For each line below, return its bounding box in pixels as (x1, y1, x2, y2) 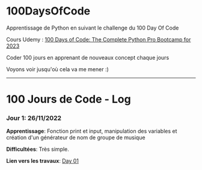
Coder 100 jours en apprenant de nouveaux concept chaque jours (6, 54, 170, 61)
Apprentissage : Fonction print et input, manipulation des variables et (6, 128, 177, 135)
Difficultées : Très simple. (6, 146, 69, 153)
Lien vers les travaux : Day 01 (6, 157, 79, 165)
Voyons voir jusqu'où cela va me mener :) (6, 65, 109, 73)
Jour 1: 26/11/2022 (6, 114, 62, 122)
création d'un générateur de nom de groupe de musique (6, 134, 145, 141)
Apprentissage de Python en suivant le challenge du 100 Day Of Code (6, 24, 179, 31)
